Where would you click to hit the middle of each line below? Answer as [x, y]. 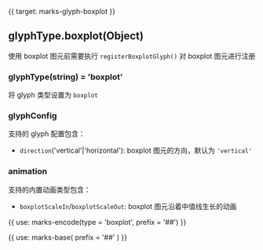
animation [28, 171]
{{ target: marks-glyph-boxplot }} [62, 11]
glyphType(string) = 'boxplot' [66, 76]
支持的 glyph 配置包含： [47, 134]
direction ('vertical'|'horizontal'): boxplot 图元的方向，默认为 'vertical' [136, 151]
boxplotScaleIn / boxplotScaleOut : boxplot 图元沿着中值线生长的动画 [128, 206]
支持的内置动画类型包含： [49, 189]
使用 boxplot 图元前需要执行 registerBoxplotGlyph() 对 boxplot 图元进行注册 [132, 56]
